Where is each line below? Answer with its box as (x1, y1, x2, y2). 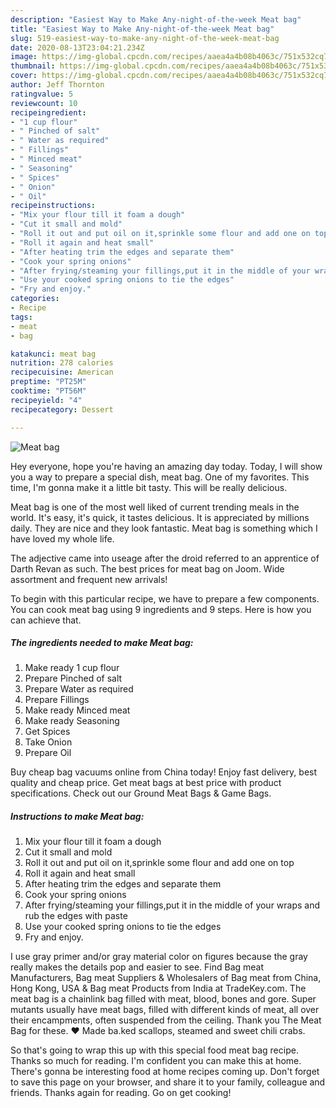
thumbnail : (10, 61, 56, 71)
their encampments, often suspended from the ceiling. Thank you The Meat (10, 1014, 322, 1026)
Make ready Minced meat (24, 704, 131, 716)
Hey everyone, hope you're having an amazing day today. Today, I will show (10, 460, 323, 472)
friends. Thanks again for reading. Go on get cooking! (10, 1087, 232, 1099)
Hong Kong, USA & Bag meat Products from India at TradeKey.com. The (10, 982, 307, 995)
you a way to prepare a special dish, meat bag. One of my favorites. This (10, 471, 310, 483)
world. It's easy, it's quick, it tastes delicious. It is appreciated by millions (10, 511, 310, 523)
